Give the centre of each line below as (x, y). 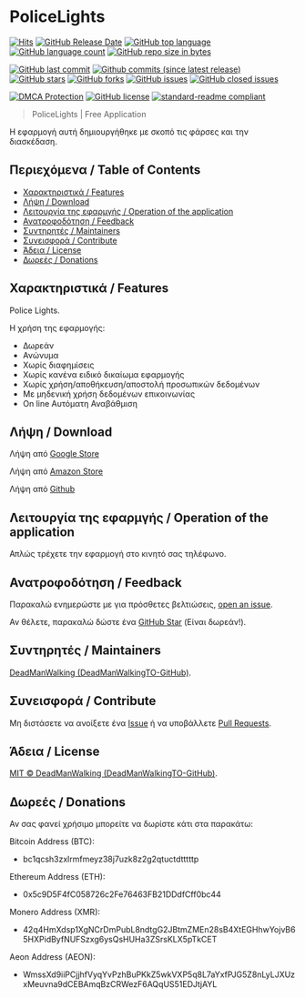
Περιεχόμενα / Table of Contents (105, 170)
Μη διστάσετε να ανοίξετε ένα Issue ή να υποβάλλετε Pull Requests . (140, 723)
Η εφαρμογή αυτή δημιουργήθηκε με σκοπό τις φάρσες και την (129, 131)
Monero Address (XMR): (55, 912)
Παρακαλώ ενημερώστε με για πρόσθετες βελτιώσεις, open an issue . (141, 604)
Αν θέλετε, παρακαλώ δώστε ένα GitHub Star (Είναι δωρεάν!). (128, 622)
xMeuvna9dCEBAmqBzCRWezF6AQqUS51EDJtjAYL (120, 984)
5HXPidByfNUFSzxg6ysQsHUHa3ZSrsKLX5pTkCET (120, 940)
